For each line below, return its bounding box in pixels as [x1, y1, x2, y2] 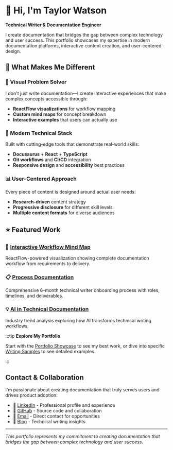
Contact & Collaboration [5, 373, 84, 382]
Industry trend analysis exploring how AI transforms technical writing [5, 317, 152, 323]
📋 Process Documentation [5, 273, 74, 281]
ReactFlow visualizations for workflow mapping [12, 106, 116, 112]
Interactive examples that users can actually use [12, 116, 117, 123]
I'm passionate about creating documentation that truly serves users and [5, 387, 160, 393]
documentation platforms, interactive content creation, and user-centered [5, 42, 162, 48]
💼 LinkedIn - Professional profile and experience [12, 402, 115, 408]
